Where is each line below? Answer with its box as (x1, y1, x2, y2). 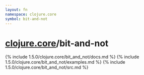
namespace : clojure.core (5, 12, 57, 17)
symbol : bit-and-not (5, 16, 48, 21)
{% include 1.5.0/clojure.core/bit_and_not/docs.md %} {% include (5, 54, 140, 60)
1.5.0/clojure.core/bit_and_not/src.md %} (5, 65, 89, 71)
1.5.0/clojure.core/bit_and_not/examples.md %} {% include (5, 59, 126, 65)
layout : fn (5, 7, 28, 12)
